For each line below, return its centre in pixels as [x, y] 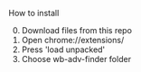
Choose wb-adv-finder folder [76, 59]
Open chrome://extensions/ [73, 40]
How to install [34, 13]
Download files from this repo [77, 30]
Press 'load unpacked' [63, 49]
